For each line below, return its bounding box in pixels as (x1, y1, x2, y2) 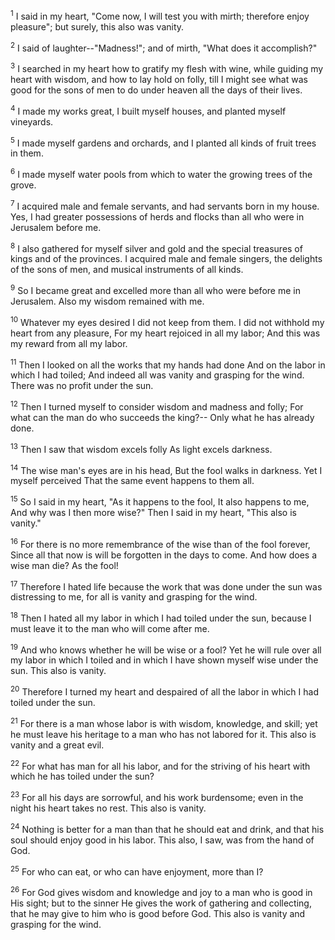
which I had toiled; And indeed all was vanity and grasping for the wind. (10, 369, 305, 381)
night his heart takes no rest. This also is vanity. (10, 802, 207, 814)
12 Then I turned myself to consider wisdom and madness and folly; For (10, 399, 304, 413)
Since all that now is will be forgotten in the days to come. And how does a (10, 549, 318, 561)
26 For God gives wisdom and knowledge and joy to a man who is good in (10, 885, 313, 899)
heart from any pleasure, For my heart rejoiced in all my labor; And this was (10, 327, 321, 339)
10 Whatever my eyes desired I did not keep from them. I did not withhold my (10, 314, 325, 328)
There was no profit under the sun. (10, 380, 154, 392)
